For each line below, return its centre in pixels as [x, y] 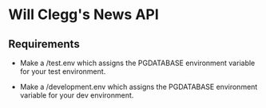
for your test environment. [63, 71]
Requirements [44, 44]
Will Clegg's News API [84, 15]
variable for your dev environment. [77, 95]
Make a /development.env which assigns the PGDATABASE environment [139, 87]
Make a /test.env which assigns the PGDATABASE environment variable [137, 63]
